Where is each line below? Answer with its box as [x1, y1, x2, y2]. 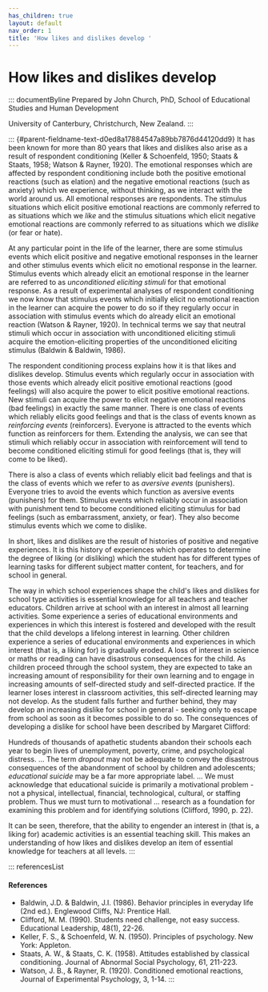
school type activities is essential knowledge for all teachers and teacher [8, 594, 248, 604]
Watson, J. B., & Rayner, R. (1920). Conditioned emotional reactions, [19, 966, 244, 976]
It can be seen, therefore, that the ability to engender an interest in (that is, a [8, 821, 260, 830]
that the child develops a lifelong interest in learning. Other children [8, 629, 230, 638]
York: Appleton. [19, 941, 72, 950]
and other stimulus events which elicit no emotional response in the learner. [8, 261, 258, 270]
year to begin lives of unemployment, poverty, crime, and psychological [8, 746, 245, 756]
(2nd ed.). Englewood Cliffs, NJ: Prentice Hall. [19, 906, 172, 916]
